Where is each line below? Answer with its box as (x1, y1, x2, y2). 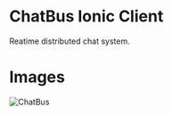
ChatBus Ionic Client (9, 6, 164, 27)
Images (9, 67, 65, 87)
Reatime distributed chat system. (9, 36, 131, 46)
